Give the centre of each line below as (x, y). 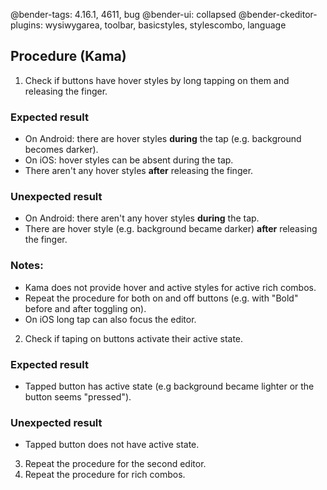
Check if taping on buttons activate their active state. (134, 338)
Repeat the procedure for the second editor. (115, 464)
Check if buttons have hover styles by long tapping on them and (157, 80)
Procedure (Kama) (68, 56)
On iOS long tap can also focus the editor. (110, 319)
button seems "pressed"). (78, 397)
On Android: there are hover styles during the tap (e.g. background (163, 139)
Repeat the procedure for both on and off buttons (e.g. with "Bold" (161, 298)
